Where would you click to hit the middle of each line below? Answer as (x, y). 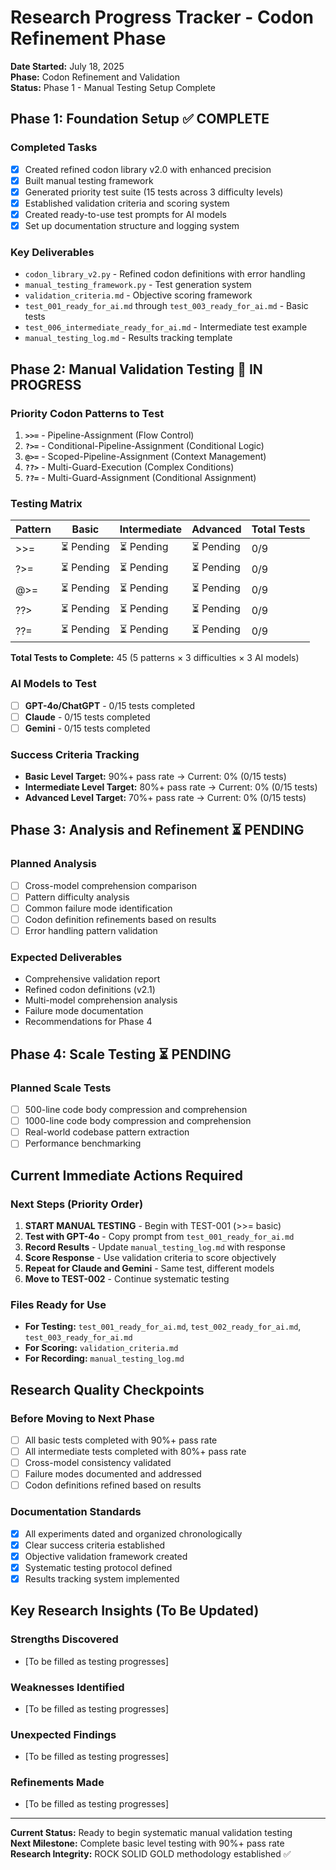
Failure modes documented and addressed (113, 1474)
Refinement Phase (88, 38)
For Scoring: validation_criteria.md (101, 1348)
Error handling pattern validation (91, 930)
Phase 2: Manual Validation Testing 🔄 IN (136, 369)
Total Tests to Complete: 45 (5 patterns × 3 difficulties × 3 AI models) (155, 658)
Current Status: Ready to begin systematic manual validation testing (151, 1833)
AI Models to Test (53, 684)
